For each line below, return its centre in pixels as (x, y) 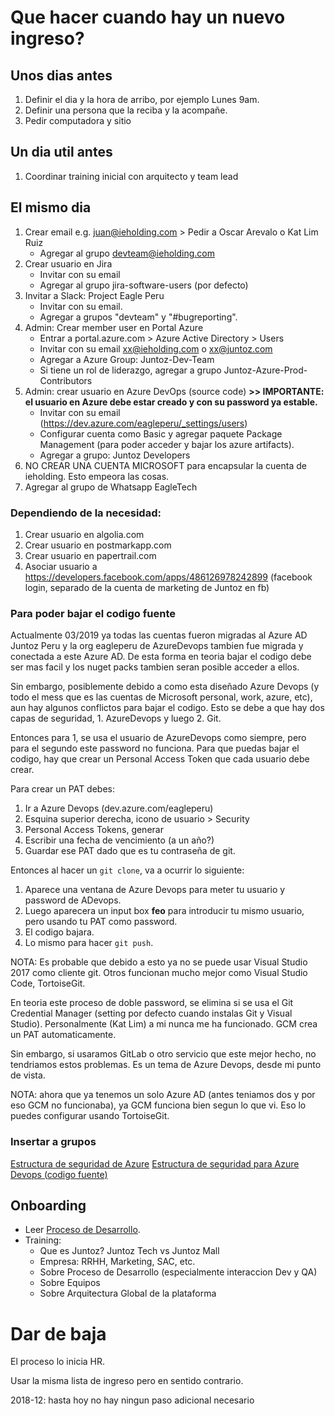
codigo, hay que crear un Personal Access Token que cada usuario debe (160, 759)
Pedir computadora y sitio (78, 120)
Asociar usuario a (61, 566)
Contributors (66, 380)
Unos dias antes (61, 75)
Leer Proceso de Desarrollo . (82, 1230)
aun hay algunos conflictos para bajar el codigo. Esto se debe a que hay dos (167, 708)
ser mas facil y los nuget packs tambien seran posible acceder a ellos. (155, 667)
